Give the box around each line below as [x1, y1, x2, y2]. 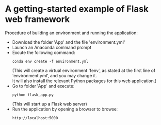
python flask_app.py [12, 92, 54, 97]
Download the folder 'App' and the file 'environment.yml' [12, 39, 125, 45]
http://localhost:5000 [12, 115, 58, 120]
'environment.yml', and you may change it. [12, 72, 97, 78]
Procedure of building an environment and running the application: [5, 30, 138, 36]
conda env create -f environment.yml [12, 59, 89, 64]
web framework [5, 14, 70, 25]
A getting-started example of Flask [5, 3, 149, 15]
